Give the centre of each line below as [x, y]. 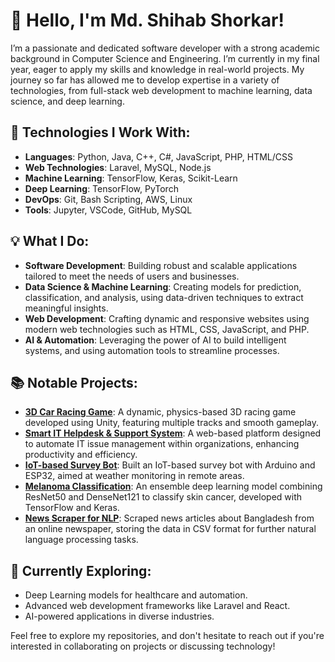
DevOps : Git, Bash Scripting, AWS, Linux [108, 199]
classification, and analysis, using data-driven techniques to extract [164, 297]
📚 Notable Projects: [74, 382]
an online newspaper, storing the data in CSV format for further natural [170, 529]
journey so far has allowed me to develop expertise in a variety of [145, 80]
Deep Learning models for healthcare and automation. [136, 595]
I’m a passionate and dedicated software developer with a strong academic [165, 48]
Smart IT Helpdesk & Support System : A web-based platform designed [173, 433]
